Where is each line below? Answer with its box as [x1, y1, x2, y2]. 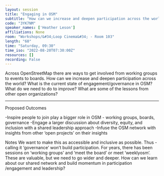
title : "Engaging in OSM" [5, 12, 58, 17]
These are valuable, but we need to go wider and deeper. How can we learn [5, 155, 158, 161]
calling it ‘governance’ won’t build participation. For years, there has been [5, 145, 153, 151]
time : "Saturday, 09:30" [5, 43, 56, 48]
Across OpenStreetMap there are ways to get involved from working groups [5, 70, 158, 76]
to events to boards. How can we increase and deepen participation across [5, 76, 156, 81]
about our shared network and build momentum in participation [5, 160, 133, 166]
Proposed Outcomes [5, 105, 47, 111]
